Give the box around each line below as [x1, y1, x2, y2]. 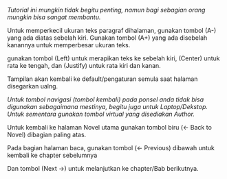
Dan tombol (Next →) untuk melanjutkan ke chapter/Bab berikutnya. [7, 165, 199, 172]
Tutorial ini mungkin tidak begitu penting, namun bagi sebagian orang [7, 6, 206, 14]
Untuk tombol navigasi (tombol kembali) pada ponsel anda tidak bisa [7, 95, 204, 104]
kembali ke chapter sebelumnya [7, 151, 98, 159]
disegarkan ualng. [7, 82, 58, 90]
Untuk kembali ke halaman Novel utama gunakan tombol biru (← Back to [7, 123, 212, 131]
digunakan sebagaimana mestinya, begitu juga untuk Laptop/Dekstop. [7, 103, 208, 110]
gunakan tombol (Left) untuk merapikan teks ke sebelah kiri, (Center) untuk [7, 54, 220, 62]
